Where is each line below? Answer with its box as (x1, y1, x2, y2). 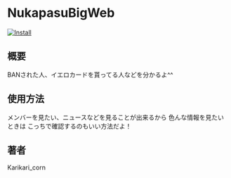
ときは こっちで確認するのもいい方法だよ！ (7, 122, 132, 130)
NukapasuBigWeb (7, 5, 115, 21)
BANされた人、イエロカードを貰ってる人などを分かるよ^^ (7, 70, 173, 79)
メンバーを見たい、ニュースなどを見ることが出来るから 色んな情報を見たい (7, 113, 225, 121)
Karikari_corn (7, 163, 46, 172)
